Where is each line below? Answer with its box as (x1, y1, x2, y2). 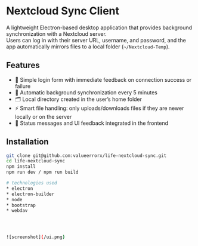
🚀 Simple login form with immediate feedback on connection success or (14, 76, 192, 83)
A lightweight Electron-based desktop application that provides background (6, 24, 193, 31)
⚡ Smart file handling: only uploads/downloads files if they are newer (14, 104, 184, 112)
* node (6, 196, 23, 202)
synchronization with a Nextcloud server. (6, 30, 107, 37)
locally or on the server (14, 113, 72, 120)
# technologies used (6, 180, 58, 186)
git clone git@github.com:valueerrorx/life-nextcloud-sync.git (6, 152, 167, 159)
